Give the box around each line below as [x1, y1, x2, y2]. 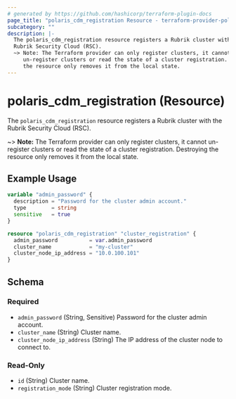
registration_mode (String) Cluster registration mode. [17, 384, 172, 393]
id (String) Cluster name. [17, 376, 90, 385]
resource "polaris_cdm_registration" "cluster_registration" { [7, 230, 197, 237]
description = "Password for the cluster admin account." [13, 198, 188, 205]
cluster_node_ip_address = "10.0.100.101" [13, 250, 140, 257]
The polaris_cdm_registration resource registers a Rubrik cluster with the [7, 116, 223, 125]
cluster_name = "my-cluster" [13, 243, 133, 251]
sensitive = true [13, 211, 71, 218]
